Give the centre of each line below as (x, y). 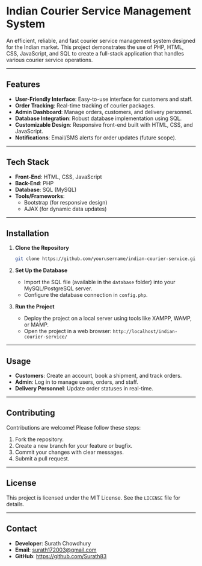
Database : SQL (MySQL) (46, 189)
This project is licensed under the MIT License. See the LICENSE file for (93, 498)
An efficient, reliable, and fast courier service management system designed (101, 40)
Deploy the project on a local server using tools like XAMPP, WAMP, (108, 319)
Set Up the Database (41, 270)
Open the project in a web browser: (68, 331)
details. (15, 504)
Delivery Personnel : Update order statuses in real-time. (84, 389)
